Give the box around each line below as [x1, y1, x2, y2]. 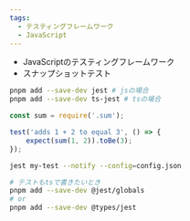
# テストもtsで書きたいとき [9, 177, 101, 187]
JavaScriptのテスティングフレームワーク [22, 57, 175, 68]
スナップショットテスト [22, 68, 111, 79]
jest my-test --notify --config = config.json [9, 161, 182, 170]
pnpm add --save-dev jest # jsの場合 [9, 86, 149, 96]
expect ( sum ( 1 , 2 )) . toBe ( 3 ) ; [26, 136, 132, 145]
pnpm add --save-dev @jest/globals [9, 186, 145, 195]
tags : [9, 13, 30, 23]
